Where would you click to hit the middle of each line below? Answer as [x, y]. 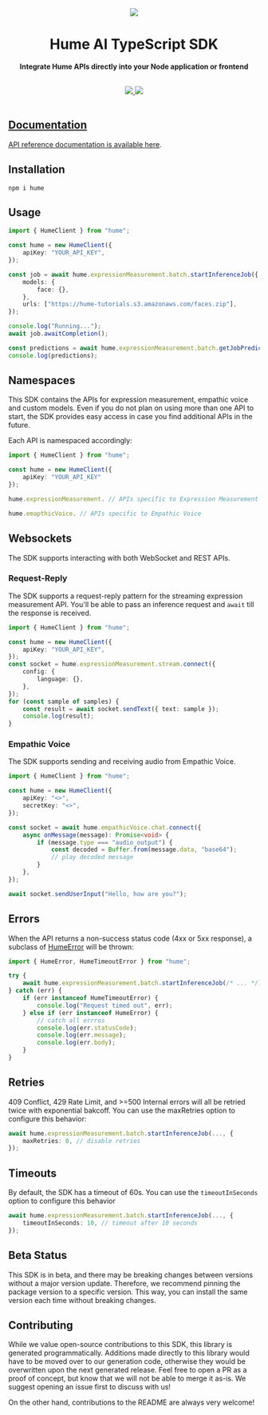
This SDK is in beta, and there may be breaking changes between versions [131, 1274]
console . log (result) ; [58, 716]
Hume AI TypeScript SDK [134, 44]
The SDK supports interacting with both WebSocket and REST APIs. [119, 558]
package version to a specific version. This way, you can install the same [128, 1292]
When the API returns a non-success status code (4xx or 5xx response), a [130, 938]
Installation [37, 170]
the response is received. [50, 613]
